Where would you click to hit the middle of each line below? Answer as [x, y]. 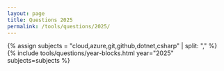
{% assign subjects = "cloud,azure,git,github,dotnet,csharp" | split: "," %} [112, 46]
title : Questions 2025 [40, 20]
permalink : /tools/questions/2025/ [59, 26]
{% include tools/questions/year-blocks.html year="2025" [90, 53]
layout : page [26, 13]
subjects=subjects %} [39, 61]
